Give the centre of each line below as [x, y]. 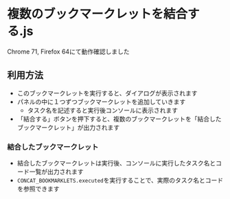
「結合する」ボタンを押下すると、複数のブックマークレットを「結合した [119, 119]
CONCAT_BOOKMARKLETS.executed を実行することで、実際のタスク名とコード [120, 180]
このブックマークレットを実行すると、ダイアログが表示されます [107, 93]
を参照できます [38, 189]
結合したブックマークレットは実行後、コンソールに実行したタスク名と [116, 163]
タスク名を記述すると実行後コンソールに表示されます [103, 110]
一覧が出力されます [56, 172]
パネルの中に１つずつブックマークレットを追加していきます [101, 102]
